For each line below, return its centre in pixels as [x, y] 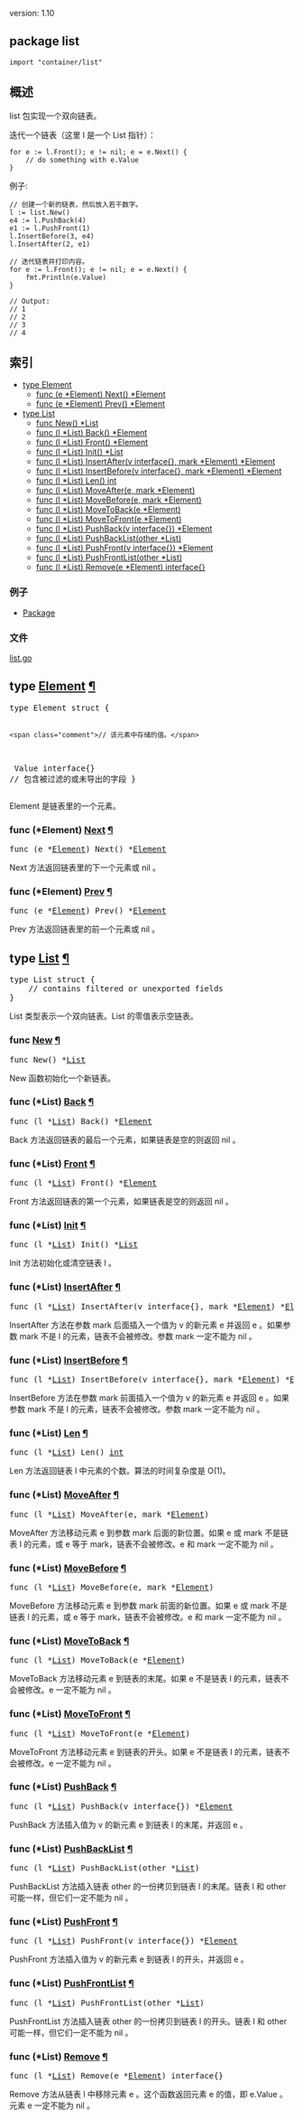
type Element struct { [60, 708]
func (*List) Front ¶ [52, 1163]
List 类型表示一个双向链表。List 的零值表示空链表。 [104, 1017]
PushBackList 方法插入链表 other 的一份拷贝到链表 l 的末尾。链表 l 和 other [148, 1887]
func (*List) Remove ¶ [59, 2057]
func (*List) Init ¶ [48, 1225]
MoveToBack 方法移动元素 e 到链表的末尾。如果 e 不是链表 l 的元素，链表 [145, 1679]
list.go [21, 658]
